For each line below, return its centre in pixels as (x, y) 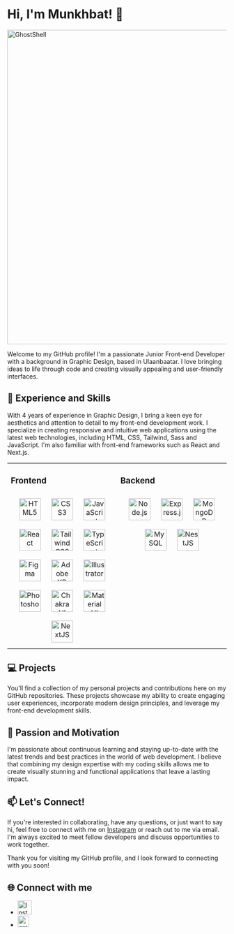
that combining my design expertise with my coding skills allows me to (108, 764)
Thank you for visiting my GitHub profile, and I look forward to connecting (113, 858)
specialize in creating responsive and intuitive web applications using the (112, 430)
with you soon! (29, 866)
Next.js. (18, 452)
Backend (138, 481)
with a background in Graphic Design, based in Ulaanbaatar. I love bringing (115, 361)
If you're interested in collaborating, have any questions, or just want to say (115, 822)
